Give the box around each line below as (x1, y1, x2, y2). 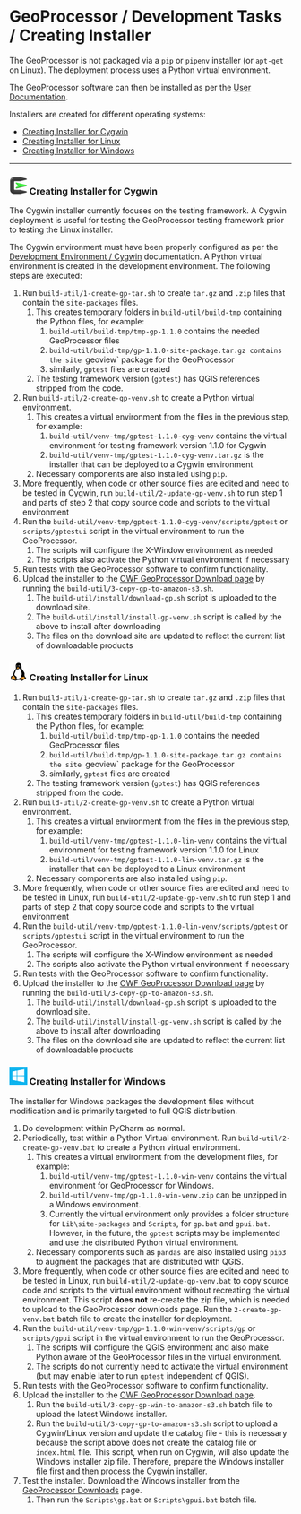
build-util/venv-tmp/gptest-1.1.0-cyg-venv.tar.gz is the (48, 450, 264, 461)
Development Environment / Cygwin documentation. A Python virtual (9, 251, 263, 262)
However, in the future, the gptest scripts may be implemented (48, 1227, 280, 1238)
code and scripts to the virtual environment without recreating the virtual (21, 1285, 290, 1295)
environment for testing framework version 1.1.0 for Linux (48, 844, 260, 855)
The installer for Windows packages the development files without (9, 1095, 254, 1106)
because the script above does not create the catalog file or (35, 1437, 257, 1448)
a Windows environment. (48, 1198, 142, 1209)
